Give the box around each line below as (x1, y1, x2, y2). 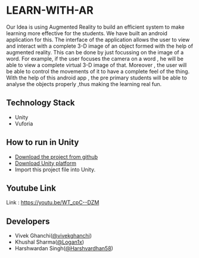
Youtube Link (6, 183, 57, 193)
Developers (6, 216, 50, 226)
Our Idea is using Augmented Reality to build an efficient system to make (6, 23, 185, 30)
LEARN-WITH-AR (6, 4, 94, 17)
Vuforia (14, 120, 33, 127)
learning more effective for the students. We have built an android (6, 29, 168, 36)
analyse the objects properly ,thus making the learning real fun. (6, 80, 162, 87)
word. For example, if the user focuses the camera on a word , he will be (6, 55, 184, 62)
